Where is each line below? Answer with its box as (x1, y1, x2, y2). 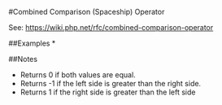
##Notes (8, 55, 38, 63)
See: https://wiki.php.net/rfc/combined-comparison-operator (8, 23, 214, 32)
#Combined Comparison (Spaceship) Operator (8, 7, 165, 16)
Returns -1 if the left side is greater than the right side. (20, 79, 202, 88)
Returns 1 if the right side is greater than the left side (20, 87, 196, 97)
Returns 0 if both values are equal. (20, 70, 136, 80)
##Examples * (8, 38, 56, 48)
